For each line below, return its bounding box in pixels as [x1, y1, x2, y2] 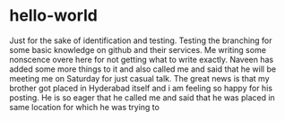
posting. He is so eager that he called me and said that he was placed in [9, 91, 275, 103]
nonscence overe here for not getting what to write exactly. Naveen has [9, 54, 274, 65]
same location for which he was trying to [9, 101, 160, 112]
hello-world [9, 5, 99, 26]
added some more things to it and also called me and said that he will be [9, 64, 276, 74]
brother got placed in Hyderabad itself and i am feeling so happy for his [9, 82, 273, 93]
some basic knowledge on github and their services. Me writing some [9, 44, 267, 55]
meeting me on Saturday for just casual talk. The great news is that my [9, 73, 271, 83]
